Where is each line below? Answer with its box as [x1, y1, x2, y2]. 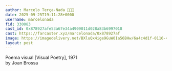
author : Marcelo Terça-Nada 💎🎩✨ [5, 7, 74, 13]
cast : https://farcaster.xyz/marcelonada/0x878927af [5, 31, 120, 36]
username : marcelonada [5, 17, 54, 22]
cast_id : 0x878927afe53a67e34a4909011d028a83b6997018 [5, 26, 123, 31]
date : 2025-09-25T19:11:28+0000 [5, 12, 74, 17]
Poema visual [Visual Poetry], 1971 [5, 54, 78, 60]
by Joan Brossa [5, 59, 38, 66]
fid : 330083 [5, 21, 31, 27]
